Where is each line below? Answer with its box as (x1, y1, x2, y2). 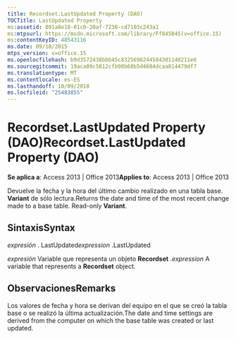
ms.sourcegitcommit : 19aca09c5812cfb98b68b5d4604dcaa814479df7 (7, 63, 197, 70)
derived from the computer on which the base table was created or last (7, 316, 214, 325)
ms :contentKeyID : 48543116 (7, 37, 87, 44)
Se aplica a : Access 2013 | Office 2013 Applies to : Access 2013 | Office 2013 (7, 173, 230, 182)
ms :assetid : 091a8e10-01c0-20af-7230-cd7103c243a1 (7, 23, 159, 30)
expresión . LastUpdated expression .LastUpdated (7, 241, 151, 249)
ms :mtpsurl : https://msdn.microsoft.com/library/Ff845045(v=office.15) (7, 30, 222, 37)
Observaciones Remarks (7, 282, 116, 295)
